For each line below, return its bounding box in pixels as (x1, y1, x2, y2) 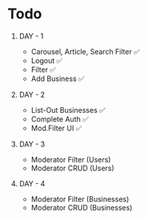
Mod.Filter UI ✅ (30, 123, 82, 133)
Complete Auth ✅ (30, 114, 89, 124)
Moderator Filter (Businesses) (30, 194, 130, 204)
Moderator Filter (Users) (30, 154, 111, 164)
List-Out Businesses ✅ (30, 105, 106, 114)
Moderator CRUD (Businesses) (30, 202, 133, 212)
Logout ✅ (30, 55, 63, 65)
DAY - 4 (18, 178, 46, 188)
